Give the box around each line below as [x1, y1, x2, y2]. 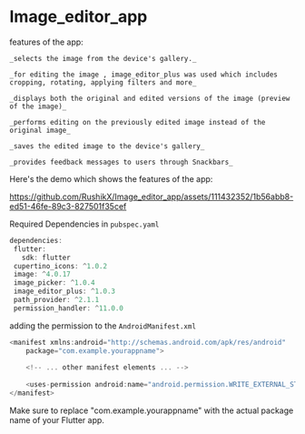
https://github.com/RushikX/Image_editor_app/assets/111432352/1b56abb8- [9, 191, 294, 202]
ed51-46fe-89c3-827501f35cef [9, 200, 127, 211]
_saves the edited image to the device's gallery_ [9, 141, 205, 151]
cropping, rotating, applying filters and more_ [9, 77, 197, 87]
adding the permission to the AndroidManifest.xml [9, 320, 197, 331]
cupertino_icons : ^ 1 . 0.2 [13, 261, 107, 270]
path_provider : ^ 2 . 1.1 [13, 296, 100, 305]
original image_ [9, 126, 71, 135]
